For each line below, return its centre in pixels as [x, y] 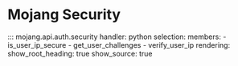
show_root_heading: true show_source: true [80, 53]
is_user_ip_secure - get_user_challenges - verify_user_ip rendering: [119, 45]
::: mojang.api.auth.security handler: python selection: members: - [117, 37]
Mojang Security [64, 15]
